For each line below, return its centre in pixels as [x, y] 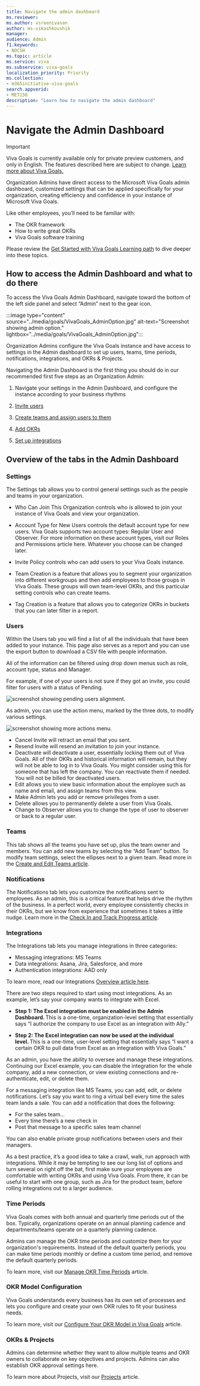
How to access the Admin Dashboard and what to [99, 274]
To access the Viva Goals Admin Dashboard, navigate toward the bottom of [99, 297]
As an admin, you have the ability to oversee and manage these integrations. [100, 1060]
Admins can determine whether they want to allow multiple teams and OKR [98, 1353]
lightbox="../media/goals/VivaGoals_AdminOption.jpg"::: [75, 334]
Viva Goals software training [49, 237]
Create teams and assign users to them [63, 418]
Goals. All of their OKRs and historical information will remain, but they [101, 759]
